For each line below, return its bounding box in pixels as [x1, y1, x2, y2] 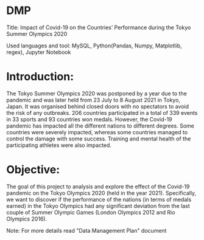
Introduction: [6, 70, 74, 84]
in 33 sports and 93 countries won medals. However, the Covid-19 [6, 115, 172, 123]
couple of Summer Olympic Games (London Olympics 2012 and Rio [6, 208, 175, 216]
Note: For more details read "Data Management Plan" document [6, 227, 167, 234]
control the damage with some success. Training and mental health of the [6, 135, 191, 142]
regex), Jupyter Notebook [6, 48, 71, 55]
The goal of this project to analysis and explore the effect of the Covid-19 [6, 183, 190, 190]
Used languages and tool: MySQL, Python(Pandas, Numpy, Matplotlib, [6, 42, 182, 49]
